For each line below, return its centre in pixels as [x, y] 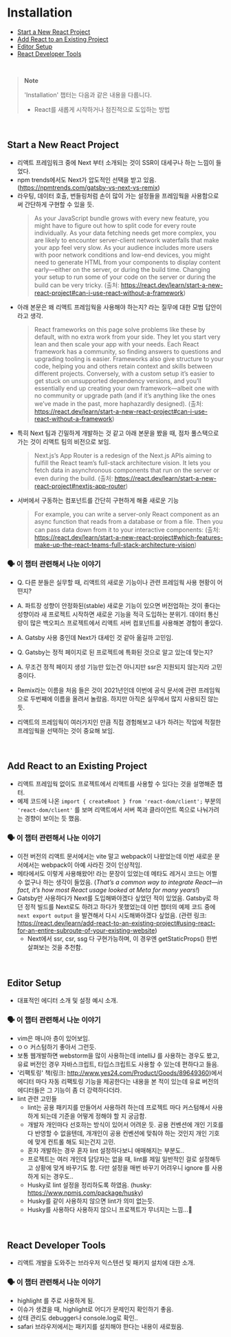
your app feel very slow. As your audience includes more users [123, 247]
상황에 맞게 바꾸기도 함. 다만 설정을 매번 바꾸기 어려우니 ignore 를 [122, 1168]
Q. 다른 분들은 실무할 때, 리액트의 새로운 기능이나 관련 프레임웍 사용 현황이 [116, 583]
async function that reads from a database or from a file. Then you [129, 521]
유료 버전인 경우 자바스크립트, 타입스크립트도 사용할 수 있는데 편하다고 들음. [118, 1064]
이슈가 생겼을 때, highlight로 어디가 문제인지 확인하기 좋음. [95, 1309]
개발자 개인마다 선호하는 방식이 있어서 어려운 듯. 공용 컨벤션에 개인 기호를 [125, 1125]
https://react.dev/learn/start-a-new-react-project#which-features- [129, 537]
